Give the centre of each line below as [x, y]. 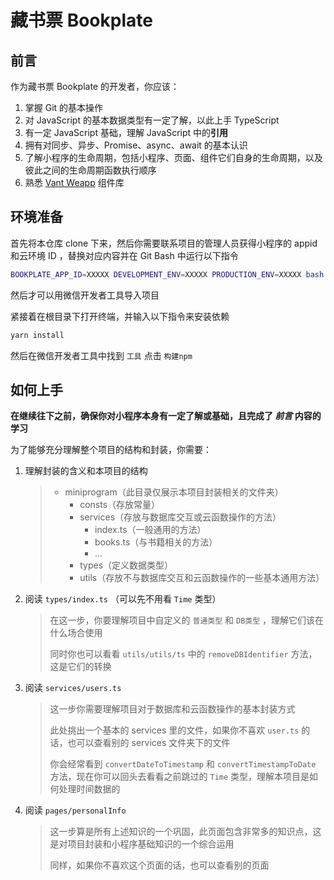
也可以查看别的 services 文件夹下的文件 [149, 743]
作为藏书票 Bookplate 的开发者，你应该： [95, 86]
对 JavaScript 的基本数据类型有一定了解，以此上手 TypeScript [152, 120]
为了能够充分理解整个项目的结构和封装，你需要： [111, 450]
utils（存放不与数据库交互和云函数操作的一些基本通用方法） [202, 578]
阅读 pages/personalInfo [75, 810]
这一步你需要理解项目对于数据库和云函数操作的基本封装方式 [172, 709]
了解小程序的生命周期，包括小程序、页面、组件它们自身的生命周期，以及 [173, 157]
